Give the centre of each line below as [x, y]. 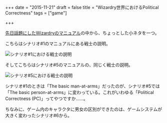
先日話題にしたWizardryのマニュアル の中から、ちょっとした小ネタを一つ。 [82, 33]
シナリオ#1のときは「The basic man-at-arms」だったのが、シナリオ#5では [82, 86]
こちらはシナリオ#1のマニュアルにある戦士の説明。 [58, 43]
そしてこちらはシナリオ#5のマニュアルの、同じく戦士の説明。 [69, 65]
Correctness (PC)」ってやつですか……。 [46, 98]
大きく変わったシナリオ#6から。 [39, 115]
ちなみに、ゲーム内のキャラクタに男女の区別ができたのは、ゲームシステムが [84, 109]
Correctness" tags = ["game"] [36, 13]
